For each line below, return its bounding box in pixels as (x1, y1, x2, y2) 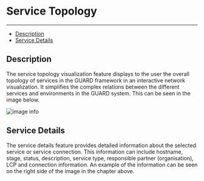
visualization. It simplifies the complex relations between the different (6, 83, 180, 90)
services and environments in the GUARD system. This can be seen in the (6, 89, 191, 97)
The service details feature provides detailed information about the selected (6, 142, 196, 149)
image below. (6, 96, 39, 103)
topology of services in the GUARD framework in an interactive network (6, 77, 186, 84)
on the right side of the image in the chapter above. (6, 167, 135, 174)
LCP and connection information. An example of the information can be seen (6, 161, 198, 168)
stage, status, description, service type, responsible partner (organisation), (6, 154, 194, 162)
